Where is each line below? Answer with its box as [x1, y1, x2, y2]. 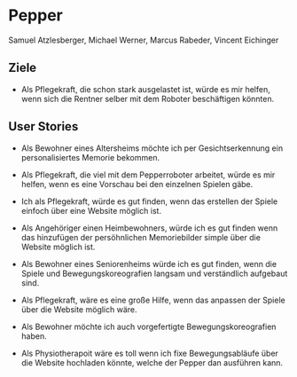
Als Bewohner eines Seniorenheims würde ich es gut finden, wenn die [20, 258, 277, 269]
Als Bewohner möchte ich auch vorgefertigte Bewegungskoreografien [20, 321, 277, 332]
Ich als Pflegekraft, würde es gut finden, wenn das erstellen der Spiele [20, 196, 278, 207]
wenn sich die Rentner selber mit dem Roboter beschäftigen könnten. [20, 93, 275, 104]
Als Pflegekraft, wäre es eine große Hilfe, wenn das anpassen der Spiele [20, 295, 285, 305]
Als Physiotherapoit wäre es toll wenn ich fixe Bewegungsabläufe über [20, 348, 278, 358]
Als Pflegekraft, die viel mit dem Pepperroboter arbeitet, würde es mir [20, 169, 276, 180]
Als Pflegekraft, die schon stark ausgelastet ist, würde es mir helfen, [20, 83, 271, 94]
